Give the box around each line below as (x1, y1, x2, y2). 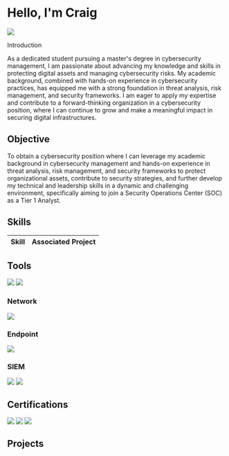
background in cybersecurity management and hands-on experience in (7, 159, 211, 167)
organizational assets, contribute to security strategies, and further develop (7, 174, 223, 182)
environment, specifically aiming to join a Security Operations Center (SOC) (7, 189, 223, 197)
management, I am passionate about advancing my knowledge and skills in (7, 61, 221, 70)
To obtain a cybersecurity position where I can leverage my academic (7, 151, 206, 160)
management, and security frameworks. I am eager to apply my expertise (7, 91, 217, 99)
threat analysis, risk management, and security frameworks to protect (7, 167, 206, 175)
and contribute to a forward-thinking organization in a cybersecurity (7, 99, 201, 107)
